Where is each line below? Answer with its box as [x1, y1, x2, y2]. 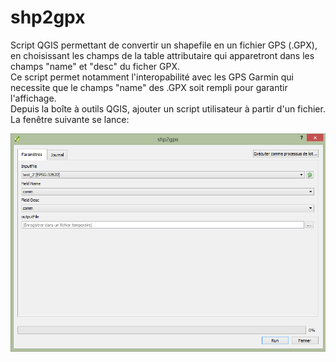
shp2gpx [10, 6, 86, 29]
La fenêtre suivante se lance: [10, 113, 130, 125]
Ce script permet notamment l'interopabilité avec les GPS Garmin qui [10, 71, 295, 83]
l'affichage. [10, 92, 57, 104]
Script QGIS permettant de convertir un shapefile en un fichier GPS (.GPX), [10, 39, 318, 51]
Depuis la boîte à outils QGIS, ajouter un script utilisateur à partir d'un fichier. [10, 102, 326, 115]
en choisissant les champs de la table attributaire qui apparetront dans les [10, 49, 315, 61]
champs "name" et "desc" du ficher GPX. [10, 60, 180, 72]
